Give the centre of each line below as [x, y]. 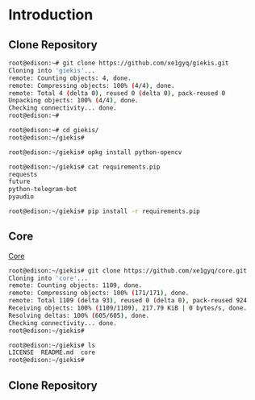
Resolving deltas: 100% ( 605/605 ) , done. [79, 315]
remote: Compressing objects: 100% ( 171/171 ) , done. [99, 293]
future [19, 182]
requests [23, 174]
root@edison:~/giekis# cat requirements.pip [84, 167]
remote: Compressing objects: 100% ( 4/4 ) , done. [92, 85]
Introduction [51, 15]
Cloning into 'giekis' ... [52, 70]
